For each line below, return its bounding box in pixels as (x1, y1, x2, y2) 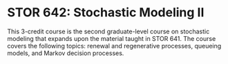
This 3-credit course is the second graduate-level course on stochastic (7, 27, 210, 35)
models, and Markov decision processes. (7, 49, 124, 57)
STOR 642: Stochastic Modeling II (7, 5, 205, 20)
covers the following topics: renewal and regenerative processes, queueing (7, 42, 222, 50)
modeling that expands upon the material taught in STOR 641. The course (7, 34, 216, 42)
